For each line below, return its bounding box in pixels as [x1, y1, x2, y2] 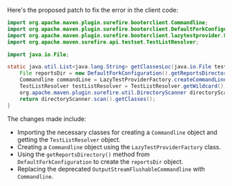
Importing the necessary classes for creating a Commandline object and [17, 128, 217, 136]
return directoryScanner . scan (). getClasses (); [19, 95, 156, 102]
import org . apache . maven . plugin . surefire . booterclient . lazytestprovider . [7, 32, 224, 39]
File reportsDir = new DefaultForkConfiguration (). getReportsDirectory [19, 70, 230, 77]
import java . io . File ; [7, 51, 70, 58]
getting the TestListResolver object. [17, 135, 121, 144]
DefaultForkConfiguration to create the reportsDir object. [17, 157, 184, 165]
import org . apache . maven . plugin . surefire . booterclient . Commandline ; [7, 19, 209, 26]
